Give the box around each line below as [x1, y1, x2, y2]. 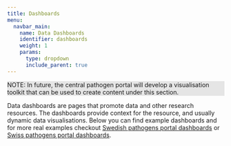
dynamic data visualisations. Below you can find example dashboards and [7, 116, 217, 125]
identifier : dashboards [19, 36, 88, 43]
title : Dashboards [7, 10, 60, 17]
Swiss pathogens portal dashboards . [7, 131, 112, 139]
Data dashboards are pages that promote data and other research [7, 101, 194, 109]
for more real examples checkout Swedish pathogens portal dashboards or [7, 123, 220, 131]
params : [19, 49, 41, 56]
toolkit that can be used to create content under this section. [7, 88, 179, 96]
